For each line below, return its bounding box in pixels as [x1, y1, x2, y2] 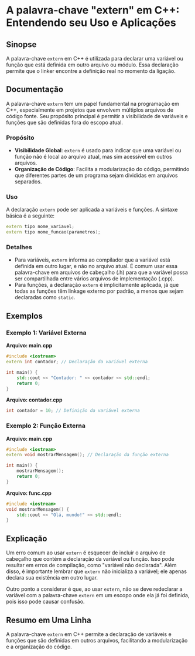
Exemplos [6, 311, 43, 321]
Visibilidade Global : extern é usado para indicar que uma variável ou [14, 147, 182, 154]
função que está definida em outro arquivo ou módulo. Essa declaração [6, 61, 179, 68]
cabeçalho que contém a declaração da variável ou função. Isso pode [6, 555, 175, 563]
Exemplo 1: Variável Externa [6, 329, 87, 337]
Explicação [6, 533, 47, 544]
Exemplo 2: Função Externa [6, 421, 86, 430]
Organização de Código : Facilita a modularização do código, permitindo [14, 166, 190, 173]
